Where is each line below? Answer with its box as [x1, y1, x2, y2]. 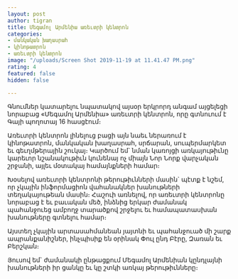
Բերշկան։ [7, 242, 40, 251]
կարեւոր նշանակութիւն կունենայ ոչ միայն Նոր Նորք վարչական [7, 154, 219, 162]
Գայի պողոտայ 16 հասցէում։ [7, 117, 102, 126]
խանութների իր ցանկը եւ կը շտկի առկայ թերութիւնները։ [7, 263, 198, 272]
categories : [7, 30, 43, 38]
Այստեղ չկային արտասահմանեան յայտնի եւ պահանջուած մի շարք [7, 227, 232, 236]
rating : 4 [7, 63, 37, 70]
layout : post [7, 10, 46, 18]
